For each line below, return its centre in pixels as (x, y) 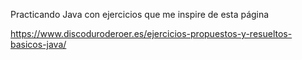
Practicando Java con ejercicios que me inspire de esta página (140, 14)
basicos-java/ (38, 44)
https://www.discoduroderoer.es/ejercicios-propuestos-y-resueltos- (151, 33)
